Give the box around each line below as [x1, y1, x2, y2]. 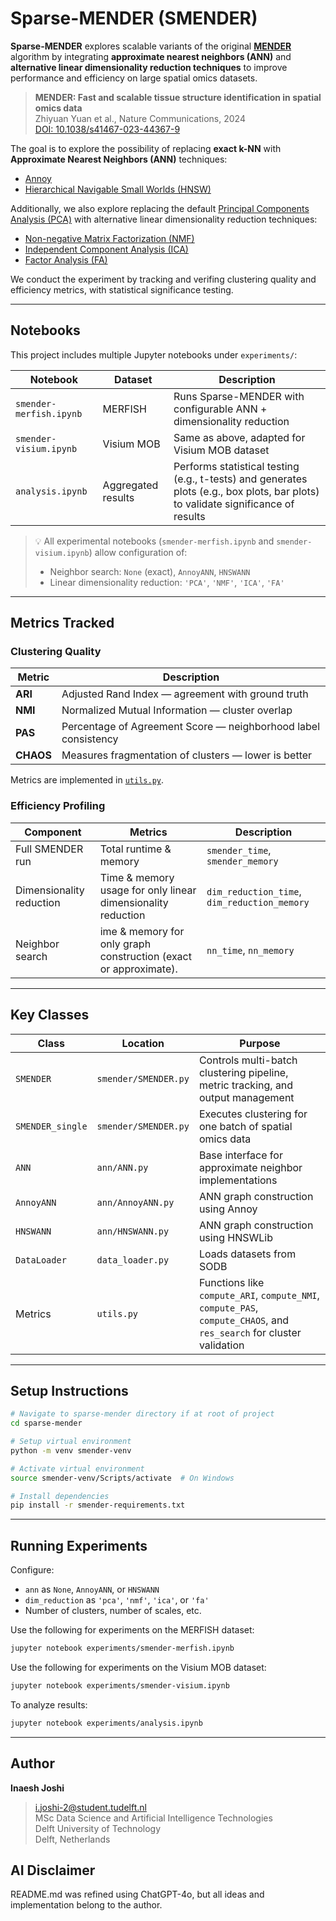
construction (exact [99, 949, 192, 963]
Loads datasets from [198, 1247, 297, 1261]
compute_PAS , [198, 1300, 259, 1314]
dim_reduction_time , [206, 884, 302, 898]
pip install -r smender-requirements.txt [10, 1500, 186, 1511]
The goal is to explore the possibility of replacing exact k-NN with [10, 142, 282, 154]
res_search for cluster [198, 1325, 302, 1339]
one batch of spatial [198, 1119, 293, 1133]
